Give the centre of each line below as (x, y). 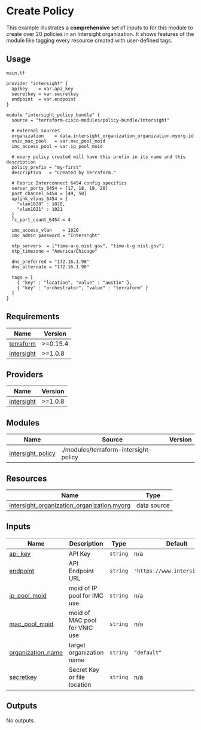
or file (77, 677)
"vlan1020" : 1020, (41, 204)
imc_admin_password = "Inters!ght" (56, 235)
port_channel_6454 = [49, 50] (49, 193)
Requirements (33, 316)
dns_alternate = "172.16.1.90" (51, 267)
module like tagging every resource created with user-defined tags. (89, 40)
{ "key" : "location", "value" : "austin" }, (75, 283)
